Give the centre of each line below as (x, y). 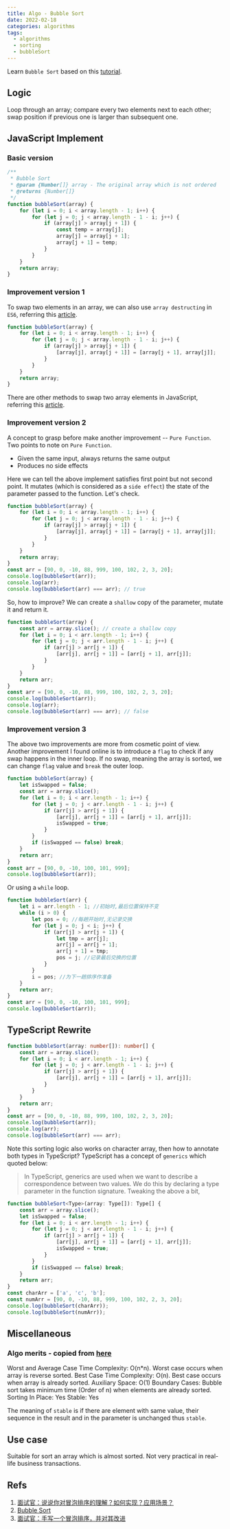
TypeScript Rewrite (49, 1030)
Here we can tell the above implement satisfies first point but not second (110, 479)
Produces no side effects (53, 465)
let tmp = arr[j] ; (82, 939)
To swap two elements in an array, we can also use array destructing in (110, 307)
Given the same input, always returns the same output (93, 458)
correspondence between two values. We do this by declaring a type (122, 1183)
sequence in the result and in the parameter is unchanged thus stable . (107, 1418)
